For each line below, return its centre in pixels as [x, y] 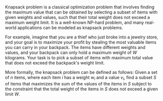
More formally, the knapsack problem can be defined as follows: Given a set [81, 72]
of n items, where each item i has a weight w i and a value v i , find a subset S [81, 78]
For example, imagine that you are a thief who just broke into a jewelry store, [81, 37]
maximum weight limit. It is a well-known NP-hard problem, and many [75, 22]
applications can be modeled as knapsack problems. [70, 28]
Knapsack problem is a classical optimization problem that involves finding [80, 7]
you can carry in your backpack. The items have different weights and [75, 47]
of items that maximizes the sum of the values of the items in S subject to [79, 84]
